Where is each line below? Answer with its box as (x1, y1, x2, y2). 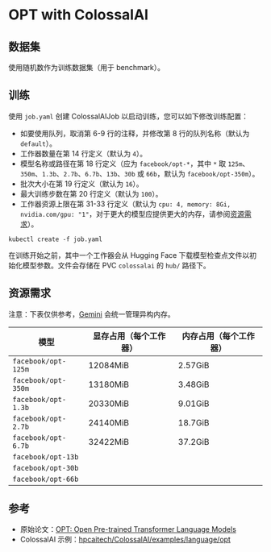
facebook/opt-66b (12, 474, 79, 484)
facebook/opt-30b (12, 463, 79, 472)
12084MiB (88, 359, 130, 371)
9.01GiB (177, 397, 210, 409)
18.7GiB (177, 417, 210, 428)
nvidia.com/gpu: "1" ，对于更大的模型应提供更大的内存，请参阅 (19, 209, 231, 218)
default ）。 (19, 139, 56, 148)
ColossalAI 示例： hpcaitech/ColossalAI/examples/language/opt (19, 534, 231, 545)
